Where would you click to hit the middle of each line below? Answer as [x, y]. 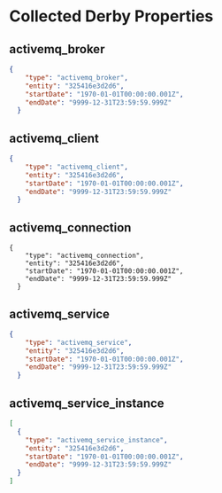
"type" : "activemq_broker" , [77, 77]
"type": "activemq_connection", [84, 256]
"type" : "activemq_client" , [77, 167]
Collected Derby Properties [111, 16]
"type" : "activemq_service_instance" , [96, 440]
